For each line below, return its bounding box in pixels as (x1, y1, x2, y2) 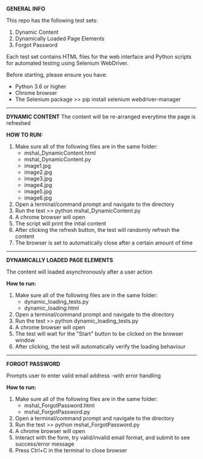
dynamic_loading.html (24, 304, 79, 312)
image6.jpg (24, 194, 53, 201)
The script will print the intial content (14, 220, 107, 227)
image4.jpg (24, 181, 53, 188)
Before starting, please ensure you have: (6, 71, 108, 78)
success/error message (14, 440, 74, 448)
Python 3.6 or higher (14, 83, 66, 90)
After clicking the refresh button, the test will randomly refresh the (14, 226, 180, 233)
